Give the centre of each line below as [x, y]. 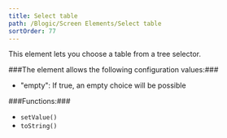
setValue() [39, 118]
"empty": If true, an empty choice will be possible [103, 85]
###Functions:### [39, 101]
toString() [39, 127]
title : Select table [44, 16]
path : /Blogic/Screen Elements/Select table [85, 24]
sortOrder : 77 [33, 31]
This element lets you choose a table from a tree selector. [105, 54]
